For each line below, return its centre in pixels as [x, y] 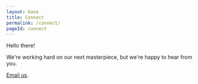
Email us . [17, 75]
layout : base [23, 12]
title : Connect [25, 17]
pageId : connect [26, 28]
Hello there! [20, 46]
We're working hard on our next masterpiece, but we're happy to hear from [99, 57]
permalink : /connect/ [33, 23]
